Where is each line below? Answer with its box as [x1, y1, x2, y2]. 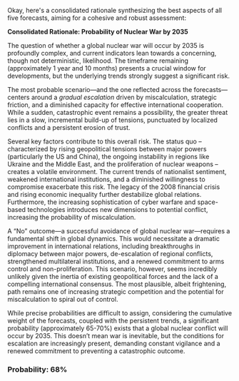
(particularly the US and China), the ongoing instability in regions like [7, 153, 210, 161]
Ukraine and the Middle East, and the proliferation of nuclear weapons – [7, 160, 219, 168]
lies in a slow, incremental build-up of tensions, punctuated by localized [7, 116, 218, 124]
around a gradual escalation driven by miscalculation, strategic [31, 93, 218, 101]
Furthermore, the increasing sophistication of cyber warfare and [7, 198, 196, 206]
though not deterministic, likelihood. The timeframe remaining [7, 56, 189, 65]
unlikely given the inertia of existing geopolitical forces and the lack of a [7, 273, 219, 280]
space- [197, 198, 219, 206]
